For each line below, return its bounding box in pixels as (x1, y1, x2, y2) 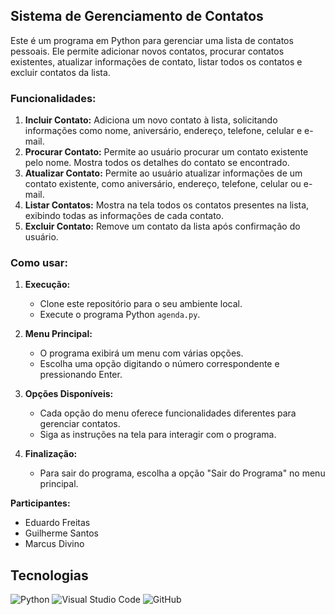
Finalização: (24, 448, 78, 460)
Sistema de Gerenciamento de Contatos (10, 8, 264, 25)
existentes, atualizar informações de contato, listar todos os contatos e (10, 55, 303, 68)
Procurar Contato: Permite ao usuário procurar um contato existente (24, 146, 309, 158)
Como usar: (10, 256, 68, 270)
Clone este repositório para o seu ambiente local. (39, 298, 243, 310)
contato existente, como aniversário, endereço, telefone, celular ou (24, 178, 302, 190)
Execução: (24, 279, 71, 291)
